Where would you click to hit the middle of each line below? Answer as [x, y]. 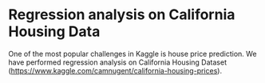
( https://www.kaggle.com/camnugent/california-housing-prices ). [115, 70]
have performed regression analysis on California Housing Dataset [118, 62]
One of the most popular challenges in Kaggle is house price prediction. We [132, 53]
